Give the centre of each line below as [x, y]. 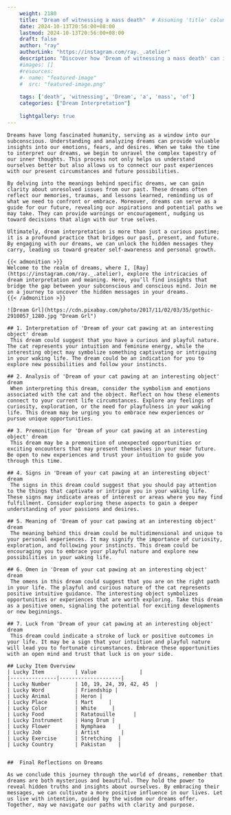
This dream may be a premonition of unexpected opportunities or [106, 443]
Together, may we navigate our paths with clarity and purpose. [101, 805]
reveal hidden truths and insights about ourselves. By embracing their [113, 787]
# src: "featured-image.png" [63, 84]
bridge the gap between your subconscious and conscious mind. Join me [112, 286]
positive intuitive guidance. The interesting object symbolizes [102, 594]
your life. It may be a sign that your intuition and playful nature [109, 642]
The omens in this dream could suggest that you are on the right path [115, 581]
